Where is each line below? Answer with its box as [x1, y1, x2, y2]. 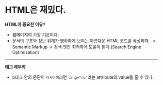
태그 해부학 [5, 64, 26, 69]
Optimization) [12, 49, 40, 55]
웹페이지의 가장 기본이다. [12, 32, 59, 37]
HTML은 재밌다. [5, 4, 66, 16]
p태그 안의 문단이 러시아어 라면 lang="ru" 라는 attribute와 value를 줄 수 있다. [12, 74, 154, 80]
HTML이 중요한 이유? [5, 21, 46, 27]
